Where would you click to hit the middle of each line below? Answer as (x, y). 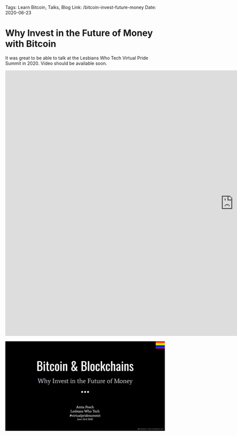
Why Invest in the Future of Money (79, 33)
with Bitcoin (31, 44)
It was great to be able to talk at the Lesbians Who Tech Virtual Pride (77, 58)
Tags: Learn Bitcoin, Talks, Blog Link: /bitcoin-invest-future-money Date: (81, 7)
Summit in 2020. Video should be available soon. (56, 63)
